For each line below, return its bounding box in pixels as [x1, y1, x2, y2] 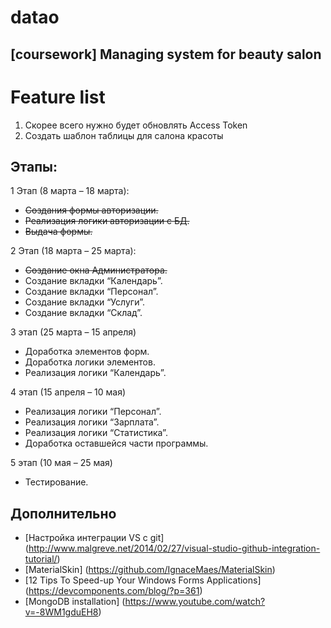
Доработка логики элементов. [24, 356, 156, 368]
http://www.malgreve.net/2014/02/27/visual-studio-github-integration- [28, 542, 321, 555]
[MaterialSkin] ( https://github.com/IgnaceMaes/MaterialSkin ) [24, 564, 276, 576]
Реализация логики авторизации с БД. [24, 215, 190, 227]
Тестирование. [24, 476, 89, 488]
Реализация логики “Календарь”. [24, 367, 167, 379]
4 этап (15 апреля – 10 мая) [10, 386, 127, 398]
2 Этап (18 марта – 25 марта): [10, 245, 137, 257]
